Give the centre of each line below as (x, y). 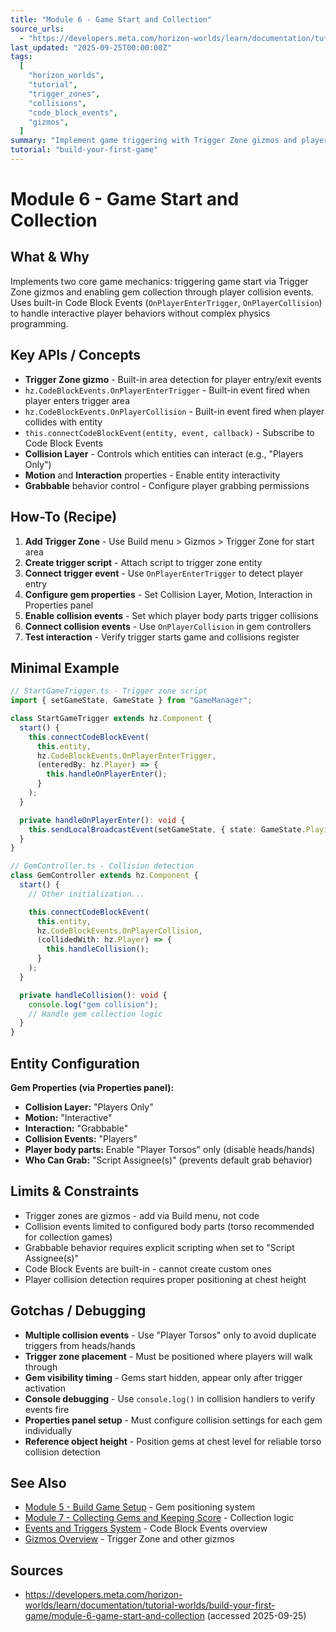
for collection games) (68, 1237)
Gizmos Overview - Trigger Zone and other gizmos (129, 1539)
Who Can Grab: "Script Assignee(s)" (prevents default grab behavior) (168, 1160)
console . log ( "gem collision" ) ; (93, 1004)
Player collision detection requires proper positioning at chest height (165, 1279)
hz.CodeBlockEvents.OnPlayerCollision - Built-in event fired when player (174, 411)
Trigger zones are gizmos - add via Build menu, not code (142, 1215)
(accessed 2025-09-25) (256, 1616)
